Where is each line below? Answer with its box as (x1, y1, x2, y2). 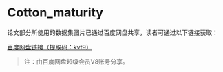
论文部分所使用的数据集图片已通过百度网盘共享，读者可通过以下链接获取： (7, 28, 218, 36)
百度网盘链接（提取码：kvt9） (7, 43, 93, 51)
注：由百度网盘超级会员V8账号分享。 (23, 57, 129, 66)
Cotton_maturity (7, 5, 104, 21)
